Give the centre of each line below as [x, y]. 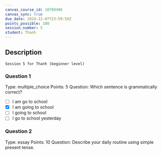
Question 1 [18, 76]
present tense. [20, 147]
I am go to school [30, 102]
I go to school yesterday [37, 118]
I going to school [29, 113]
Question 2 [18, 131]
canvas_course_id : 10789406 [34, 10]
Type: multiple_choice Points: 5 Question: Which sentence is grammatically [81, 87]
